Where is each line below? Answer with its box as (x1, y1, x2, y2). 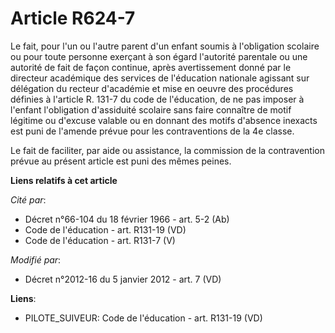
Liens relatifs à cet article (10, 174, 118, 186)
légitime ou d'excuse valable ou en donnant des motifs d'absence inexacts (10, 114, 318, 126)
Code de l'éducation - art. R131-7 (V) (24, 234, 176, 246)
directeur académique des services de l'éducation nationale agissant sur (10, 72, 310, 84)
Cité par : (10, 193, 47, 206)
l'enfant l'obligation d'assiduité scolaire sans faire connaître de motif (10, 103, 292, 116)
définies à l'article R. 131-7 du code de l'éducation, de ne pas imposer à (10, 93, 305, 105)
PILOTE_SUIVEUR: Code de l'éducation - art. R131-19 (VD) (24, 312, 263, 324)
